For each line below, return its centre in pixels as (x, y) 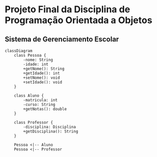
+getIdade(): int (41, 73)
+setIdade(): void (43, 82)
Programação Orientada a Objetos (78, 20)
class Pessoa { (30, 55)
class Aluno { (29, 96)
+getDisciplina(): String (51, 131)
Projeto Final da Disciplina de (68, 9)
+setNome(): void (41, 78)
